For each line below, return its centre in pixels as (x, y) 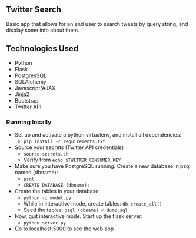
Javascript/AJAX (35, 88)
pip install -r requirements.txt (64, 141)
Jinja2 (22, 94)
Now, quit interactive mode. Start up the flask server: (79, 216)
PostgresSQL (31, 75)
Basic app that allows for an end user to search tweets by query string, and (97, 24)
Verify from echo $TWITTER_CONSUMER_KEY (72, 160)
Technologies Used (42, 49)
